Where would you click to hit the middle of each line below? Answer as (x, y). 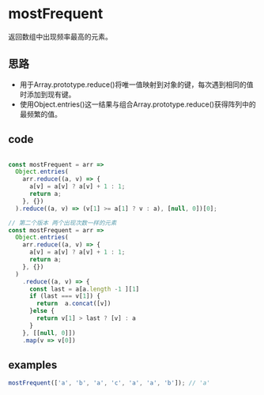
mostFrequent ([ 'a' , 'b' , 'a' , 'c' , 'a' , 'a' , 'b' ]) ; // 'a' (109, 383)
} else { (42, 311)
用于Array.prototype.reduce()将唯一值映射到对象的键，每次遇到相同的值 (136, 85)
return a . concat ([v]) (74, 304)
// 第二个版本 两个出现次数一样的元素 (62, 223)
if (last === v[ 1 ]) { (65, 296)
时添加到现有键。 (47, 94)
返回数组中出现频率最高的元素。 (60, 36)
